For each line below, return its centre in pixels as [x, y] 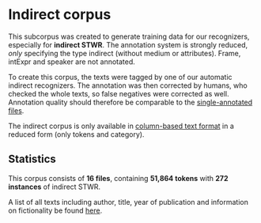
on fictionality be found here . [55, 210]
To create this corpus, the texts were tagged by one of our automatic [120, 77]
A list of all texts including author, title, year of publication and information [129, 202]
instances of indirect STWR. [55, 187]
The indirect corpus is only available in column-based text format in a [121, 126]
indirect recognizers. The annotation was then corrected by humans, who [128, 85]
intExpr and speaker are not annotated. [72, 62]
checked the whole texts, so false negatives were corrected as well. [119, 93]
